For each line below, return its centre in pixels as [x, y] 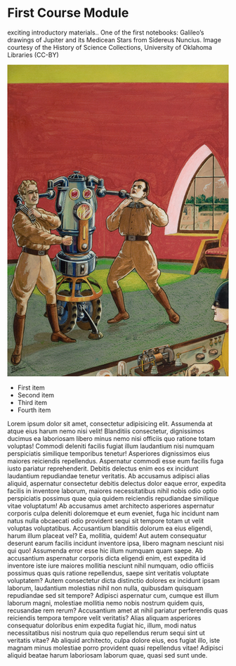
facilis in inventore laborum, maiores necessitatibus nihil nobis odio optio [112, 491]
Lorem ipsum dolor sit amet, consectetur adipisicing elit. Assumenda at [110, 424]
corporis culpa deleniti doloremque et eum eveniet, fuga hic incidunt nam [113, 513]
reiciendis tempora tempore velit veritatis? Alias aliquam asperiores [104, 618]
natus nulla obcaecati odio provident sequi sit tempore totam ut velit [106, 521]
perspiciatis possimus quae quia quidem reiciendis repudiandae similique [113, 499]
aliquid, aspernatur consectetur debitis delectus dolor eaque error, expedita [117, 484]
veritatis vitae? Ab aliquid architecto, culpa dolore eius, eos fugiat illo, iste [113, 641]
